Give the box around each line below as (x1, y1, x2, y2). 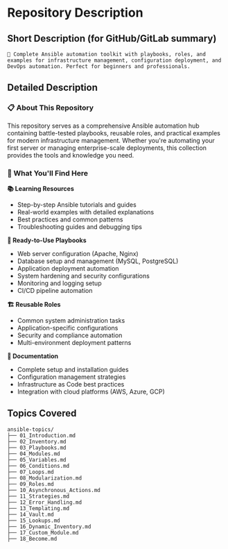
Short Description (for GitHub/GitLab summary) (7, 33, 217, 44)
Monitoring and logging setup (17, 279, 102, 287)
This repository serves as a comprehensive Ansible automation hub (7, 121, 200, 130)
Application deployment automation (17, 264, 119, 272)
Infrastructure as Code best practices (17, 380, 125, 388)
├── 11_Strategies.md (7, 493, 70, 500)
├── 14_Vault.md (7, 511, 54, 518)
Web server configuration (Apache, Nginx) (17, 249, 139, 257)
